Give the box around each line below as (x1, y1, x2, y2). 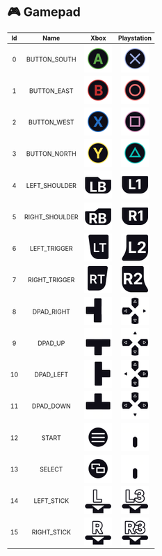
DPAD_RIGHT (32, 307, 71, 316)
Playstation (118, 34, 152, 43)
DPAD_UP (38, 339, 65, 347)
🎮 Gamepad (7, 4, 81, 20)
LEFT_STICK (33, 497, 70, 505)
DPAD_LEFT (34, 370, 69, 379)
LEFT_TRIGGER (29, 244, 73, 253)
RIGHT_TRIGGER (27, 276, 75, 284)
